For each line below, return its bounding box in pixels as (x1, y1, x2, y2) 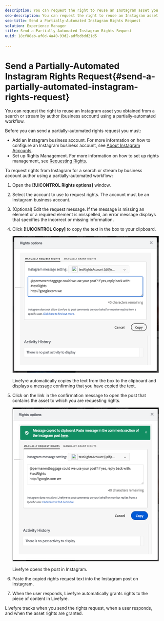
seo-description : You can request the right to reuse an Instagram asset (5, 13, 159, 18)
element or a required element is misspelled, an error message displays (12, 211, 156, 217)
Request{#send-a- (78, 71, 155, 82)
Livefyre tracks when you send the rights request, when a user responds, (5, 605, 152, 611)
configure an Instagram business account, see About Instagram (12, 142, 141, 148)
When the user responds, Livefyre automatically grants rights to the (12, 590, 148, 596)
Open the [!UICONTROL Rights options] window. (12, 182, 111, 188)
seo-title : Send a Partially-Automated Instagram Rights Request (5, 18, 141, 23)
